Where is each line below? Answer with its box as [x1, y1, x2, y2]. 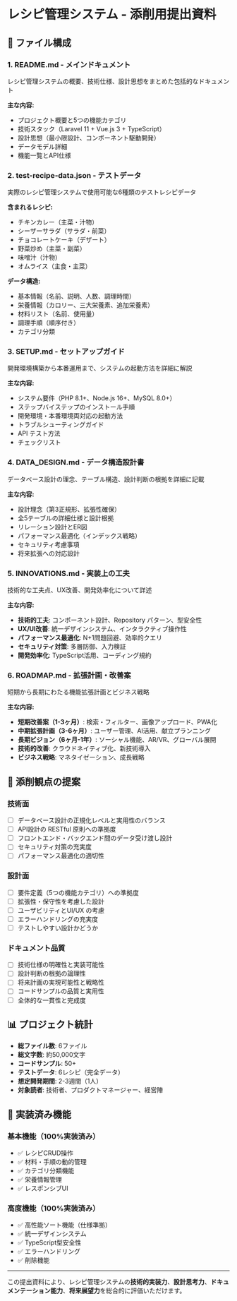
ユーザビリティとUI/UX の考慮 [17, 906, 104, 914]
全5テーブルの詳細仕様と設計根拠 [17, 513, 114, 522]
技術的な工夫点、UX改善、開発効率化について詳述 [7, 586, 152, 594]
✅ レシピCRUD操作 [17, 1149, 74, 1158]
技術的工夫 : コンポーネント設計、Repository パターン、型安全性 [17, 616, 202, 625]
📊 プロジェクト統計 [7, 1018, 94, 1031]
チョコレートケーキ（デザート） [17, 236, 111, 244]
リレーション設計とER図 [17, 522, 87, 531]
